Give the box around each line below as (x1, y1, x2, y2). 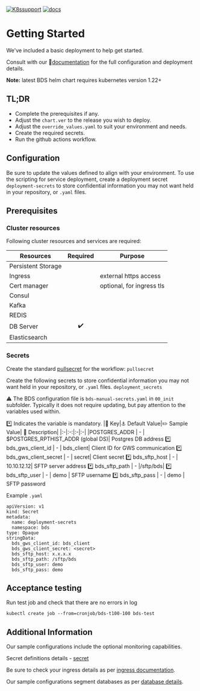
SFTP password (6, 480, 46, 487)
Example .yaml (6, 491, 43, 499)
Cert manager (9, 282, 49, 290)
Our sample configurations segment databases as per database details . (6, 678, 184, 686)
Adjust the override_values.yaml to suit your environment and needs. (14, 122, 187, 130)
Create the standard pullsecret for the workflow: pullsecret (6, 365, 154, 372)
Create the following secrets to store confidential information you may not (6, 377, 189, 384)
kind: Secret (6, 508, 39, 515)
